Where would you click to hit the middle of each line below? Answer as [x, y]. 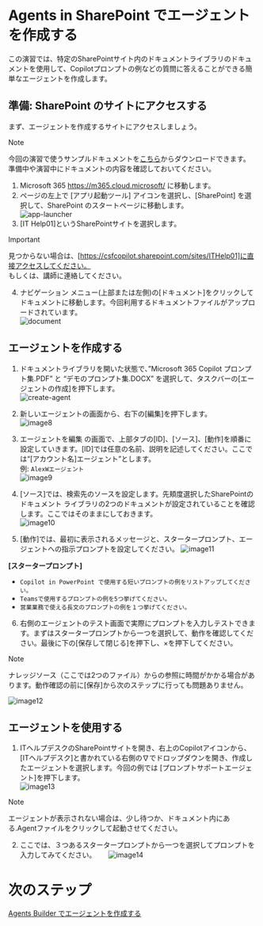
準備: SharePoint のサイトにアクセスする [108, 106]
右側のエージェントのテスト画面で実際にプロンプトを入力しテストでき [134, 623]
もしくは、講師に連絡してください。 [67, 275]
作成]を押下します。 [87, 388]
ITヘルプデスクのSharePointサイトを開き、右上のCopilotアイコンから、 [135, 748]
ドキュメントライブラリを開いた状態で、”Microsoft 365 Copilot [121, 368]
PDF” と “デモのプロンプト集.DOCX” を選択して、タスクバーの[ [138, 378]
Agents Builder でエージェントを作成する [75, 913]
